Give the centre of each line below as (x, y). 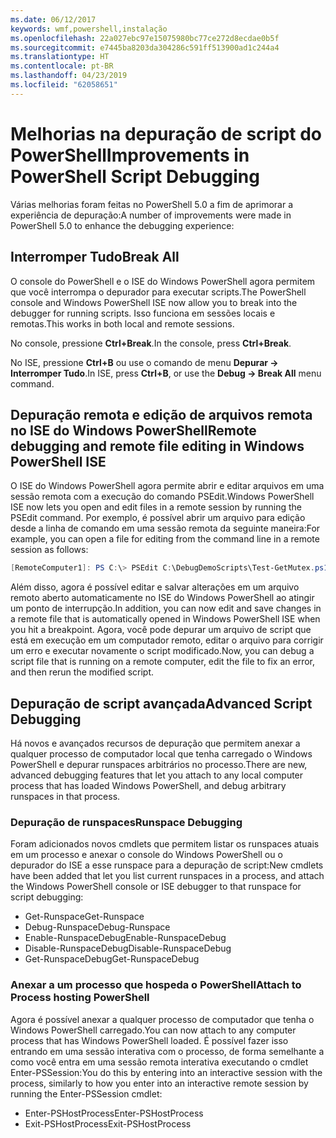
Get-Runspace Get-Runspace (84, 917)
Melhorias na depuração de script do (166, 133)
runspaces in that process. (65, 796)
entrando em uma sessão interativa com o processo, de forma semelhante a (167, 1051)
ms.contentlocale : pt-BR (62, 66)
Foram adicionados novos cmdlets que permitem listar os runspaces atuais (165, 844)
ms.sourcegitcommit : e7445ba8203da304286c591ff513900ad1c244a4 (145, 47)
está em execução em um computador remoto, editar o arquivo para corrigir (167, 640)
